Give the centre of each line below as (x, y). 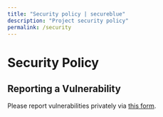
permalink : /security (40, 27)
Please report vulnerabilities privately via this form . (82, 106)
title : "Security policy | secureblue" (67, 14)
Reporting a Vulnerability (64, 89)
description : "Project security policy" (68, 21)
